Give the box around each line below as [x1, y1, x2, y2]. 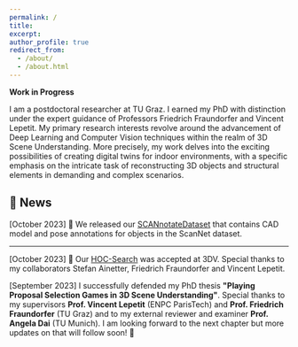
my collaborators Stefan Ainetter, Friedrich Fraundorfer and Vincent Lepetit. [9, 263, 286, 274]
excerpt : [9, 29, 42, 38]
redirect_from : [9, 46, 66, 55]
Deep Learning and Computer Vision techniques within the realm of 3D [9, 132, 268, 143]
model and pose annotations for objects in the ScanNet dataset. [9, 227, 242, 239]
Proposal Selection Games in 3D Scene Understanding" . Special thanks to [9, 289, 286, 300]
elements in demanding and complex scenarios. [9, 169, 184, 180]
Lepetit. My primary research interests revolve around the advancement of [9, 122, 282, 133]
